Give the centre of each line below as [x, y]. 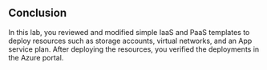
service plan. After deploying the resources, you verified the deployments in [134, 49]
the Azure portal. [36, 57]
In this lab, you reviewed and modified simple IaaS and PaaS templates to [129, 32]
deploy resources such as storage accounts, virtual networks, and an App [130, 41]
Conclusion [38, 13]
